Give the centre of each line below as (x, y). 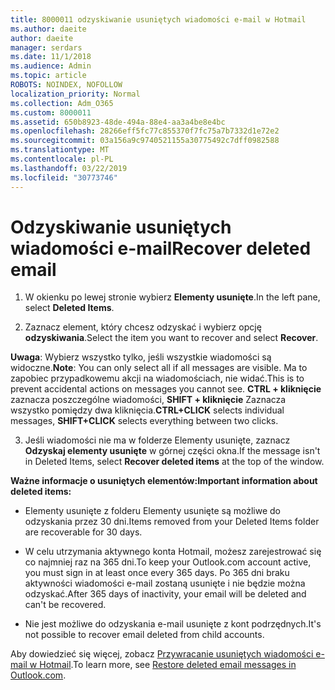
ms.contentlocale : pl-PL (62, 159)
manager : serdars (46, 47)
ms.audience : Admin (51, 66)
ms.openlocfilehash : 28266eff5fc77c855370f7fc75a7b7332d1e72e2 (145, 131)
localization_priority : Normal (75, 94)
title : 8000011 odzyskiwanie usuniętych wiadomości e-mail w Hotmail (158, 19)
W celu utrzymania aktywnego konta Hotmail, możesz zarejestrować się (173, 552)
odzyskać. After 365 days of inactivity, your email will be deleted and (165, 594)
